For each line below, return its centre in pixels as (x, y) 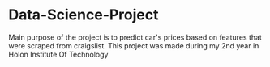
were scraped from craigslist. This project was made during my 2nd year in (134, 45)
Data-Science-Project (84, 15)
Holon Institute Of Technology (58, 54)
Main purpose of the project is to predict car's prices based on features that (135, 37)
